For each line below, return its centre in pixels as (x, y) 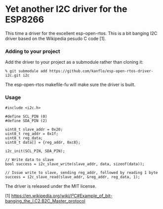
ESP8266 (25, 20)
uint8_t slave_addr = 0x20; (34, 129)
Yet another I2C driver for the (66, 9)
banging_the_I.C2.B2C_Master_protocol (45, 201)
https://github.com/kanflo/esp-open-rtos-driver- (101, 71)
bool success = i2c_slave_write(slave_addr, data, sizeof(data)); (75, 164)
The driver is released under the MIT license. (51, 186)
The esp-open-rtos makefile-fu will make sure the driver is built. (70, 84)
